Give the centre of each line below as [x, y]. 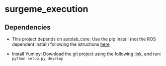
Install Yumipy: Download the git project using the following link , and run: [86, 54]
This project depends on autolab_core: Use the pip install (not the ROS [84, 39]
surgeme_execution [46, 9]
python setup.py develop [38, 59]
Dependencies [28, 27]
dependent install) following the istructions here [61, 44]
